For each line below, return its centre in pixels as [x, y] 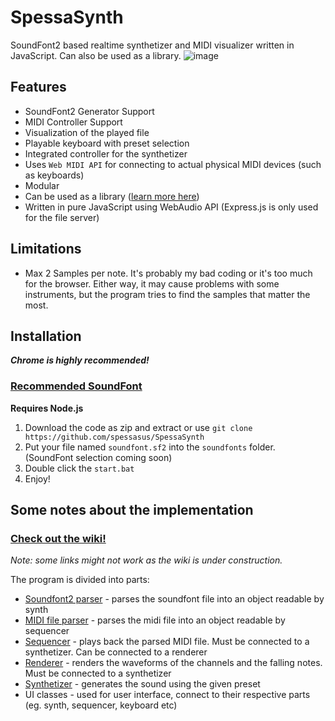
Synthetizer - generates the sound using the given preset [142, 684]
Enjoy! [37, 478]
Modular [42, 185]
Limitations [46, 249]
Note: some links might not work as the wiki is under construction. [146, 560]
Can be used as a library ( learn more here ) [112, 196]
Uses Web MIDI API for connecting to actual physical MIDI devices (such [173, 164]
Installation [46, 336]
